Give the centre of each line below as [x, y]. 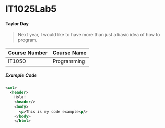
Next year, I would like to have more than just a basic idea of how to [89, 35]
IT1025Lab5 [31, 9]
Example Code [21, 75]
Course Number [28, 53]
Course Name [69, 53]
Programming [69, 61]
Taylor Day [17, 23]
